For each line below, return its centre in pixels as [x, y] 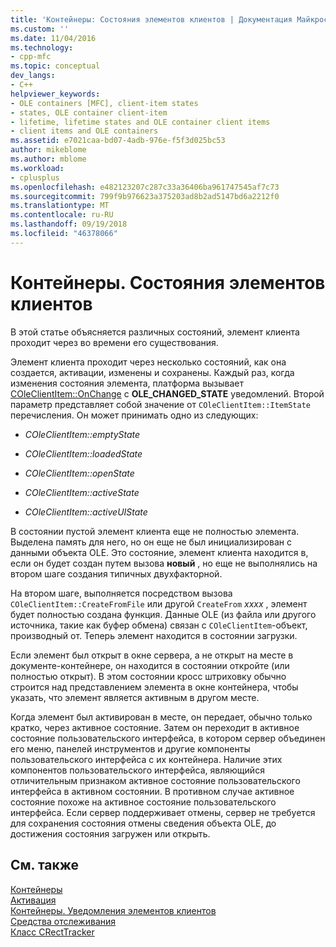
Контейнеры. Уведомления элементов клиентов [113, 910]
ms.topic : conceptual [55, 66]
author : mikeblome [48, 150]
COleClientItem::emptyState [82, 434]
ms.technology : [42, 47]
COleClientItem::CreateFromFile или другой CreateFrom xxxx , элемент [159, 603]
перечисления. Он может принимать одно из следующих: [134, 415]
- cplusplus [35, 177]
